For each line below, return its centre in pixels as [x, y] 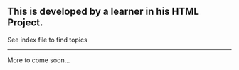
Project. [25, 23]
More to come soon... [39, 60]
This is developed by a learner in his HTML [103, 12]
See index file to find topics [47, 40]
